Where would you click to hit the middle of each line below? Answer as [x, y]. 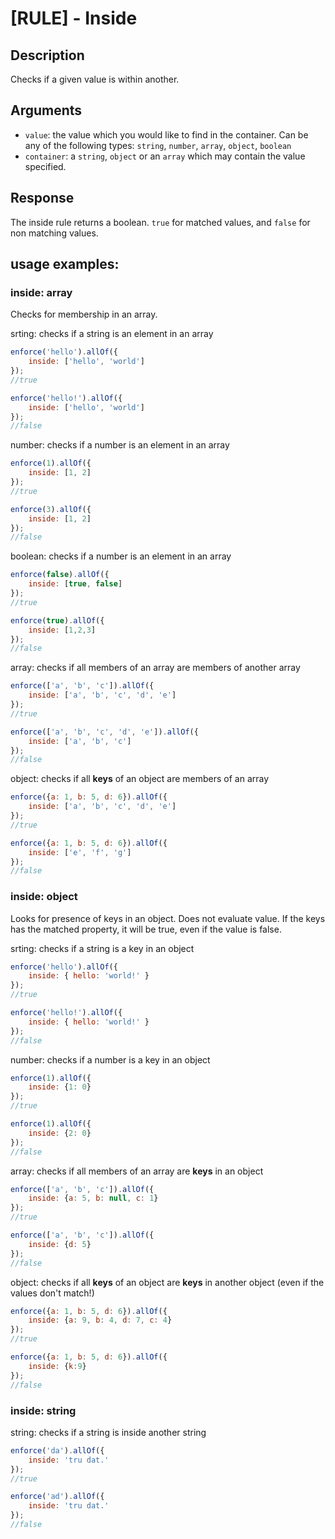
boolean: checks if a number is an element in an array [121, 556]
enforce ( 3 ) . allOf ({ [51, 509]
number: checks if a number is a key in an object [110, 1059]
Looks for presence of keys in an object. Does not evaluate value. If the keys [168, 918]
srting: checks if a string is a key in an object [102, 948]
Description [47, 55]
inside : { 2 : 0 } [60, 1133]
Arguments [46, 110]
